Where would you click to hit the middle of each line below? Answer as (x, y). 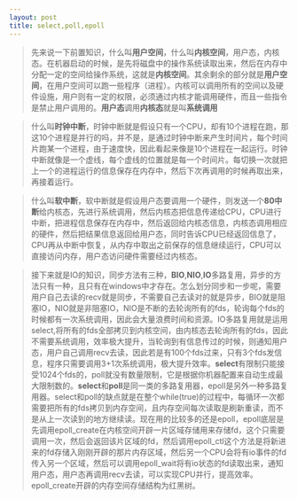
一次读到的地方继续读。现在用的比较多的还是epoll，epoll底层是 (169, 418)
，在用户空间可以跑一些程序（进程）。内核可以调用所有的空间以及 (157, 85)
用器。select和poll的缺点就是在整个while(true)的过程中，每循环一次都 (158, 396)
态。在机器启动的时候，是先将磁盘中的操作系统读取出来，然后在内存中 (159, 63)
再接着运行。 (54, 182)
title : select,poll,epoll (57, 26)
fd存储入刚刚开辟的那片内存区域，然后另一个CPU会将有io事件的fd (166, 452)
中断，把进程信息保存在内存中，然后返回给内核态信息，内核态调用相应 (159, 222)
